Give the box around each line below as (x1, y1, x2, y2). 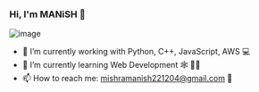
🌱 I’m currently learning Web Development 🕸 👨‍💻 (21, 60, 201, 71)
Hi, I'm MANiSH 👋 (9, 8, 87, 21)
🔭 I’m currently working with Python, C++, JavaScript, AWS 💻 (21, 46, 251, 57)
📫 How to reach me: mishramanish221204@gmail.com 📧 (21, 73, 233, 84)
